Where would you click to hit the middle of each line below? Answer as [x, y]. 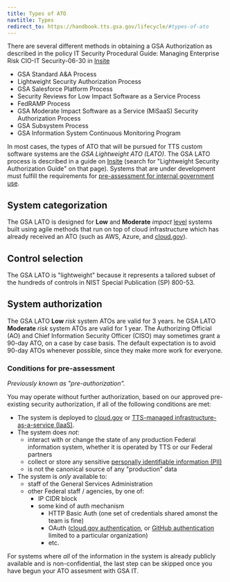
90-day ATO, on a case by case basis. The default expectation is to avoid [112, 343]
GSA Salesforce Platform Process [65, 89]
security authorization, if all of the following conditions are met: [121, 404]
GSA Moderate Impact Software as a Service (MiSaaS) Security [108, 111]
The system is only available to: [62, 477]
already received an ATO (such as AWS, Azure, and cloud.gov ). [97, 237]
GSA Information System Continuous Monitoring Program [99, 133]
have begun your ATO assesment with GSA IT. [73, 571]
